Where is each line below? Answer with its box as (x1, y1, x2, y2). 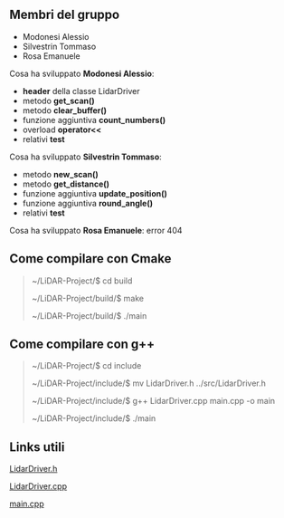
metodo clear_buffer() (22, 104, 107, 116)
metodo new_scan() (22, 168, 99, 179)
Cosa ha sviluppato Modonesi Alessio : (9, 68, 155, 79)
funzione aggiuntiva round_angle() (22, 197, 154, 208)
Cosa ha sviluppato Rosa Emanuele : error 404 (9, 225, 183, 235)
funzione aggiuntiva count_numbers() (22, 114, 166, 125)
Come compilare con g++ (9, 337, 156, 352)
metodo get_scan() (22, 95, 95, 106)
